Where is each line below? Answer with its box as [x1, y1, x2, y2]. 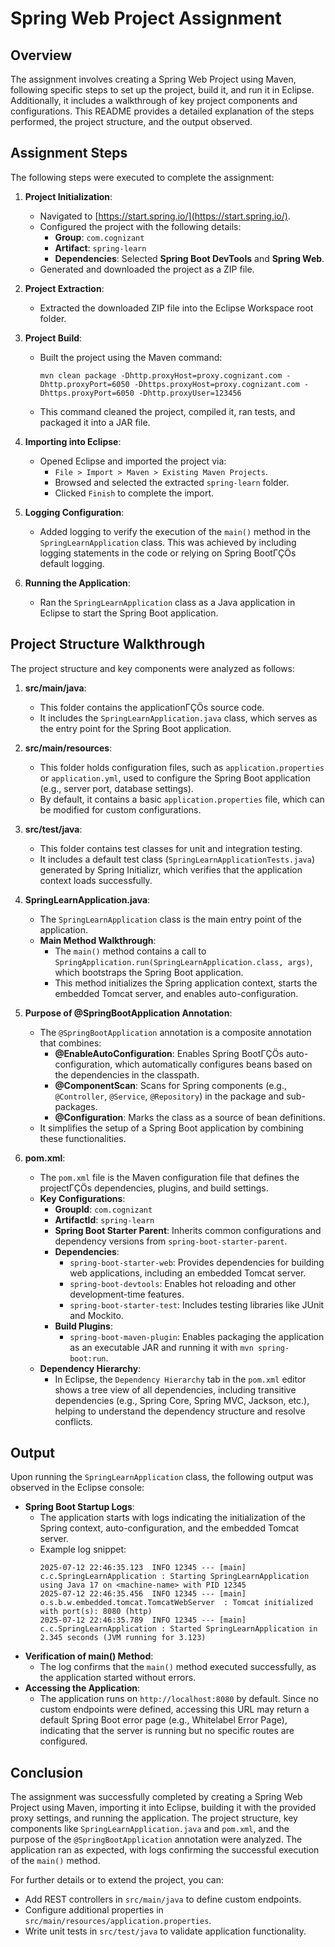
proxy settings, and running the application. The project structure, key [10, 1812, 298, 1824]
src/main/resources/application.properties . [24, 1915, 212, 1927]
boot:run [69, 1353, 107, 1364]
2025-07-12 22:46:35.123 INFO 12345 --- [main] [39, 1563, 247, 1573]
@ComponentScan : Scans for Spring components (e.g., [54, 1079, 287, 1091]
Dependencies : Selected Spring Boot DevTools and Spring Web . [54, 252, 325, 264]
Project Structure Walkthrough [10, 636, 206, 653]
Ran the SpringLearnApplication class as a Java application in [39, 596, 296, 608]
